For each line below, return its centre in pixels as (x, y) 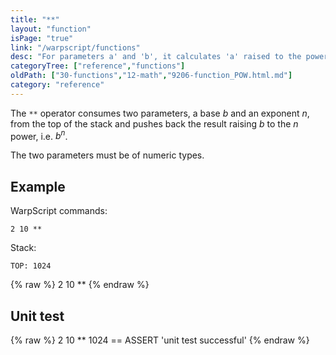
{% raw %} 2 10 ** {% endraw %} (80, 285)
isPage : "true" (42, 38)
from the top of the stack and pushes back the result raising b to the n (154, 123)
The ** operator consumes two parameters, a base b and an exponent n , (160, 113)
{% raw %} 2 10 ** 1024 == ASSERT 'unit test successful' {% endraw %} (160, 340)
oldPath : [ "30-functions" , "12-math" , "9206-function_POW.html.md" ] (151, 76)
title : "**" (35, 19)
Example (38, 186)
